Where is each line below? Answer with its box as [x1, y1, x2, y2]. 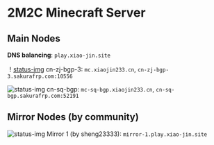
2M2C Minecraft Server [7, 5, 146, 21]
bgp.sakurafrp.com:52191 [7, 92, 79, 99]
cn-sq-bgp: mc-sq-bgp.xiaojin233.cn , [46, 85, 155, 93]
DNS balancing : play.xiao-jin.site [7, 51, 111, 59]
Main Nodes [7, 33, 60, 44]
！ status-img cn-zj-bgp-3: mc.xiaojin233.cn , [7, 65, 137, 74]
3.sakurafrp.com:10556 [7, 73, 73, 80]
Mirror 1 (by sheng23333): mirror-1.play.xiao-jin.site [46, 130, 207, 138]
